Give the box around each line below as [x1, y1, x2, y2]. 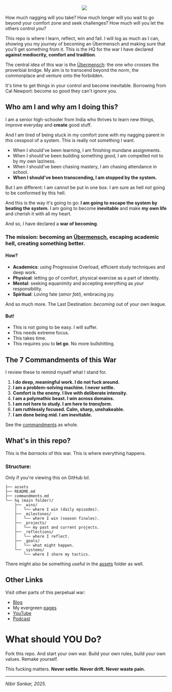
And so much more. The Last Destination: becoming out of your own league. [5, 301, 166, 307]
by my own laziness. [12, 158, 56, 164]
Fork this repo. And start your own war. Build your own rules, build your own [5, 650, 166, 657]
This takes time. [12, 335, 47, 341]
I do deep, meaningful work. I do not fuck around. [12, 379, 120, 385]
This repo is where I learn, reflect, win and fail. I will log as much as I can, [5, 35, 160, 41]
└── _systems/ [14, 547, 45, 552]
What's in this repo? [5, 437, 71, 445]
